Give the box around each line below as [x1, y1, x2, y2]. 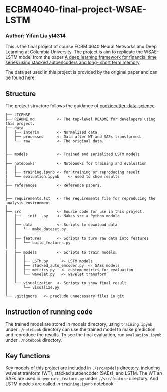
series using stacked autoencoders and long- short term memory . [5, 59, 141, 66]
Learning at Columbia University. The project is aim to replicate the [5, 49, 143, 55]
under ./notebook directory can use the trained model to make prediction [5, 326, 156, 333]
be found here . [5, 74, 36, 81]
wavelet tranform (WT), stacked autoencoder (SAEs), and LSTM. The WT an [5, 370, 162, 376]
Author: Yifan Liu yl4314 [5, 32, 66, 39]
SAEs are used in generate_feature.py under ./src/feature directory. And [5, 375, 159, 381]
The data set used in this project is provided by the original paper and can [5, 69, 158, 75]
